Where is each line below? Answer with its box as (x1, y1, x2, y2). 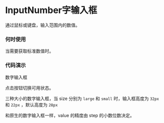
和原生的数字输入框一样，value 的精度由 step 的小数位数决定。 (5, 112, 134, 118)
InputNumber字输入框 (5, 4, 97, 16)
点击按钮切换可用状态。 (5, 84, 54, 90)
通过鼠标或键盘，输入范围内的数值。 (5, 22, 80, 28)
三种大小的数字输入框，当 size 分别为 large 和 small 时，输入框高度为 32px (5, 95, 159, 101)
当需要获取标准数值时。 (5, 48, 54, 54)
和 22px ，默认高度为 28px (5, 101, 58, 107)
